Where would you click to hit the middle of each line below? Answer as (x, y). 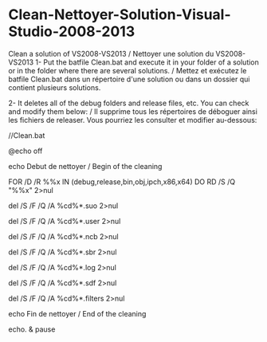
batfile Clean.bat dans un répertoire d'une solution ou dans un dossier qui (129, 79)
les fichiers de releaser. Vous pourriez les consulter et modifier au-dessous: (133, 120)
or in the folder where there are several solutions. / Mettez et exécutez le (128, 70)
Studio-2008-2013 (72, 31)
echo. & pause (32, 329)
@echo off (26, 151)
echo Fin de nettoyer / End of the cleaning (77, 313)
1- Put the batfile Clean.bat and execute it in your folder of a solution (147, 62)
